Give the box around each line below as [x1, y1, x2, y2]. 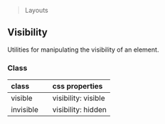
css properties [52, 81, 103, 91]
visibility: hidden [52, 105, 107, 115]
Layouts [24, 6, 48, 14]
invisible [11, 105, 39, 115]
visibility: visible [52, 94, 105, 103]
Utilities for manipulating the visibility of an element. [7, 45, 159, 54]
